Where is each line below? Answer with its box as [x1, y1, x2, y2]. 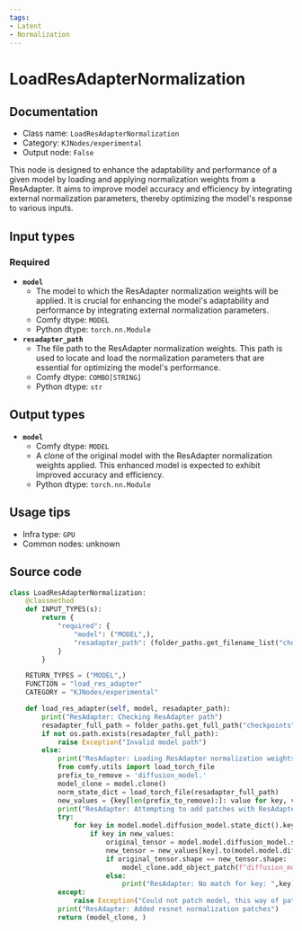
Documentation [9, 104, 99, 120]
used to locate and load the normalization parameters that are [35, 352, 265, 364]
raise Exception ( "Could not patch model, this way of [73, 896, 280, 906]
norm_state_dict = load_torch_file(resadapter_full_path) [57, 787, 280, 796]
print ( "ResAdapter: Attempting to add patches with [57, 804, 255, 813]
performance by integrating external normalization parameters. [35, 305, 270, 315]
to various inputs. [9, 203, 74, 214]
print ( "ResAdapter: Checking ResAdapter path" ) [41, 712, 223, 722]
